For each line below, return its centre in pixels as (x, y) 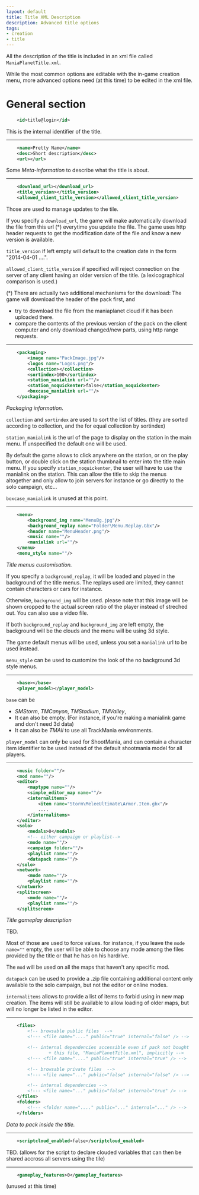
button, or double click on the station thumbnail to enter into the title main (96, 461)
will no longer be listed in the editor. (50, 1009)
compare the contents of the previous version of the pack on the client (101, 324)
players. (16, 754)
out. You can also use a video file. (47, 613)
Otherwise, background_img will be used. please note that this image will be (97, 600)
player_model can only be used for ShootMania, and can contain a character (99, 742)
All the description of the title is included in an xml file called (79, 56)
